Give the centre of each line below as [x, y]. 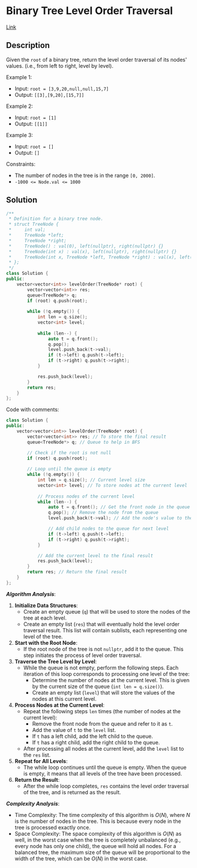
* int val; [27, 230]
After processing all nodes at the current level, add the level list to [103, 748]
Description [28, 45]
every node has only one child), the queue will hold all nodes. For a [95, 846]
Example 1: [19, 77]
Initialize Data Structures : [46, 605]
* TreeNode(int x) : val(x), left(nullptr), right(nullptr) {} [93, 251]
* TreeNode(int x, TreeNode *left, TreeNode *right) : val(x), [93, 257]
